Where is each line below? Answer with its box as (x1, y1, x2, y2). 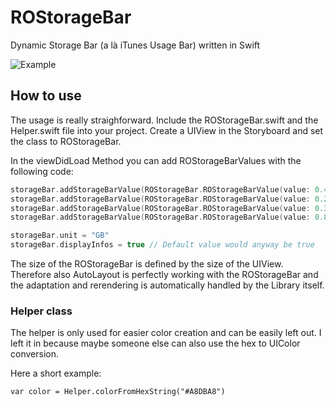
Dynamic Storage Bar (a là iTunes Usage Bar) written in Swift (10, 39, 261, 51)
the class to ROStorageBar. (10, 135, 122, 147)
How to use (10, 87, 82, 105)
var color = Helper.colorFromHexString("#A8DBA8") (10, 387, 226, 397)
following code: (10, 165, 74, 177)
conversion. (10, 348, 59, 360)
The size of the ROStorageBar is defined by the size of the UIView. (10, 258, 284, 270)
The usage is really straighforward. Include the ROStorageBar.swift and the (10, 114, 319, 126)
